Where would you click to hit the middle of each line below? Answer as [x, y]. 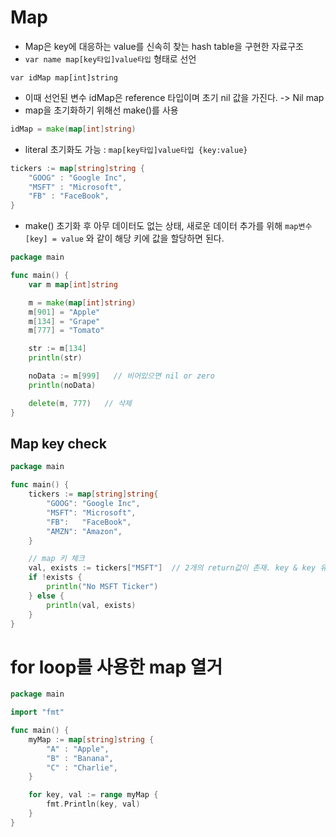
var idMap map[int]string [64, 77]
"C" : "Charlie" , [82, 767]
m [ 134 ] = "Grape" [64, 321]
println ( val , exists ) [91, 605]
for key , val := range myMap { [93, 795]
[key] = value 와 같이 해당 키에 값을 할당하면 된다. [124, 238]
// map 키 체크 [56, 559]
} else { [46, 596]
